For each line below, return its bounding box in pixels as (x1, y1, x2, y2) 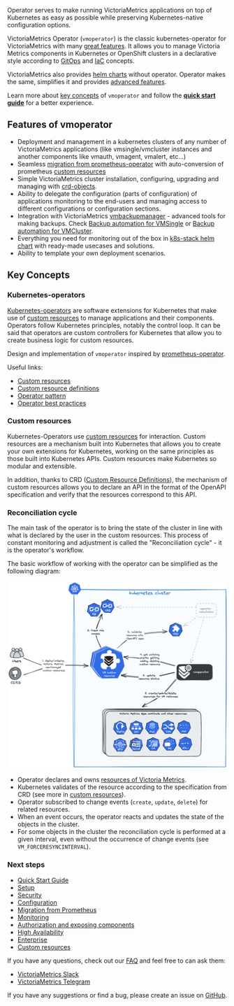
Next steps (7, 860, 45, 870)
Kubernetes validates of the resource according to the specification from (17, 783, 227, 791)
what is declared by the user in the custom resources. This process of (7, 531, 209, 539)
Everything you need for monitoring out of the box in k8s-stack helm (17, 234, 215, 242)
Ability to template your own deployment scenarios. (17, 248, 166, 257)
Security (17, 891, 42, 899)
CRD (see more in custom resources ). (17, 791, 126, 799)
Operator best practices (17, 399, 87, 407)
